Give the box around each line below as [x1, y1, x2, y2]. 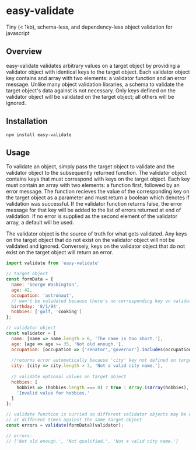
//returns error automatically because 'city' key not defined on [11, 358, 176, 364]
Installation [6, 116, 48, 126]
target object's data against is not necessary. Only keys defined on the [6, 86, 176, 94]
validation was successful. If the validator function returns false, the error [6, 200, 183, 207]
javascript [6, 29, 30, 36]
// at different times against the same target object [6, 417, 142, 423]
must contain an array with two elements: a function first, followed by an [6, 182, 180, 189]
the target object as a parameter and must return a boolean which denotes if [6, 194, 190, 201]
